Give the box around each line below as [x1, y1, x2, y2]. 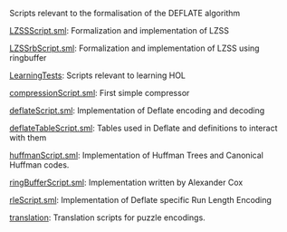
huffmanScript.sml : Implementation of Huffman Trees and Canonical [9, 150, 264, 160]
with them [9, 132, 47, 143]
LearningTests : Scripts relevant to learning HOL [9, 70, 187, 81]
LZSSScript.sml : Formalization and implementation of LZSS [9, 25, 229, 35]
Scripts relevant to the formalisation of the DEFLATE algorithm [9, 8, 241, 18]
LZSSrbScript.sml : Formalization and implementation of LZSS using [9, 43, 260, 53]
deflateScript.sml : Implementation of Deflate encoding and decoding [9, 105, 265, 116]
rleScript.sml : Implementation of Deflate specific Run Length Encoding [9, 195, 272, 205]
